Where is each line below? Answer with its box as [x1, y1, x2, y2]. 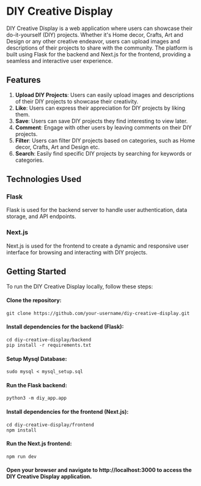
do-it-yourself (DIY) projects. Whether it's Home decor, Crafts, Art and [6, 31, 183, 38]
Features [6, 75, 41, 85]
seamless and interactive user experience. [6, 57, 113, 64]
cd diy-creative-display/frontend [6, 422, 95, 428]
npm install [6, 427, 37, 433]
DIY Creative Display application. [6, 473, 92, 480]
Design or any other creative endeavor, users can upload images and [6, 37, 180, 45]
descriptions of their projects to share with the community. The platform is [6, 44, 194, 51]
